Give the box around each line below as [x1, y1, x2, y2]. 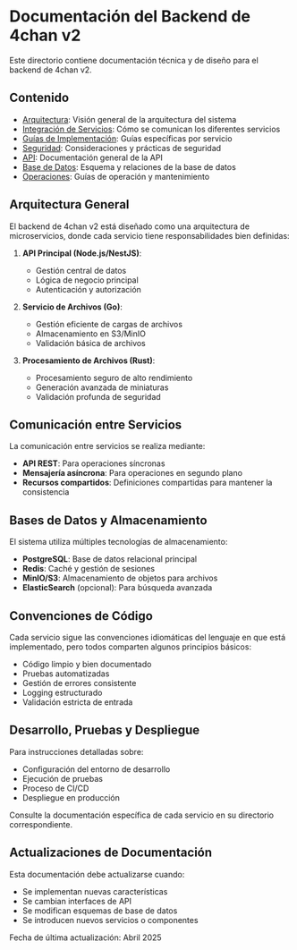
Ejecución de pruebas [21, 773, 103, 784]
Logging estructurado [21, 687, 103, 698]
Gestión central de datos [35, 265, 127, 276]
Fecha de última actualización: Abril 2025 [9, 932, 163, 943]
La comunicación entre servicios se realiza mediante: [9, 441, 206, 452]
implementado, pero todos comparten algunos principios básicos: [9, 641, 252, 652]
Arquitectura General [9, 197, 130, 212]
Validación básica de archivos [35, 337, 146, 348]
